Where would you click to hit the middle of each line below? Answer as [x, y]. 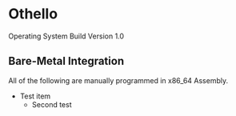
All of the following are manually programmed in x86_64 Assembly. [118, 80]
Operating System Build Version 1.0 [66, 36]
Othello [33, 14]
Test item [35, 96]
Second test [52, 104]
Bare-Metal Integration [66, 61]
